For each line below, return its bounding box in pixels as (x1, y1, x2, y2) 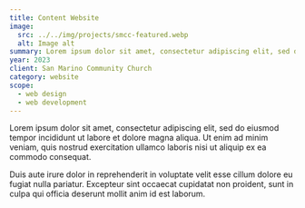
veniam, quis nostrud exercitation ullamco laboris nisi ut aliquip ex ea (9, 142, 267, 153)
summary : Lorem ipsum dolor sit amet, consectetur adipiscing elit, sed (9, 47, 290, 56)
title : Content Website (9, 13, 100, 23)
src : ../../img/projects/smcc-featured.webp (17, 30, 189, 39)
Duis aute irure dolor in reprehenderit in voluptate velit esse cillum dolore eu (9, 169, 293, 180)
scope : (9, 81, 34, 90)
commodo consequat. (9, 152, 92, 163)
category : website (9, 73, 79, 82)
